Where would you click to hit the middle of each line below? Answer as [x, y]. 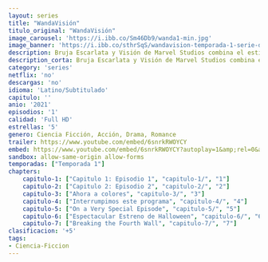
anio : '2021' [30, 105]
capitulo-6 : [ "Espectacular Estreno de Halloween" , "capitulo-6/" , [137, 216]
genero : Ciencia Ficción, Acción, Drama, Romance [93, 134]
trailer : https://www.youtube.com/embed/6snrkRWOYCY [98, 142]
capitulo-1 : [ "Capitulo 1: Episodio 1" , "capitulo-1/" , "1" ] [126, 179]
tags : [17, 239]
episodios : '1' [33, 113]
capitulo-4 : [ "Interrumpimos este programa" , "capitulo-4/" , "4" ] [135, 201]
